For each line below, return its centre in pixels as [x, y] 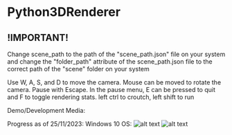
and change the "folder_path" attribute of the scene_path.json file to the [110, 62]
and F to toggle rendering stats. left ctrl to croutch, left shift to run [101, 97]
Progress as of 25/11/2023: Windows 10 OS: [70, 124]
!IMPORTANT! [38, 38]
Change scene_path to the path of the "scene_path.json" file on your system [116, 54]
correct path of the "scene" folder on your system [79, 69]
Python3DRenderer [64, 12]
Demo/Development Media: [46, 110]
